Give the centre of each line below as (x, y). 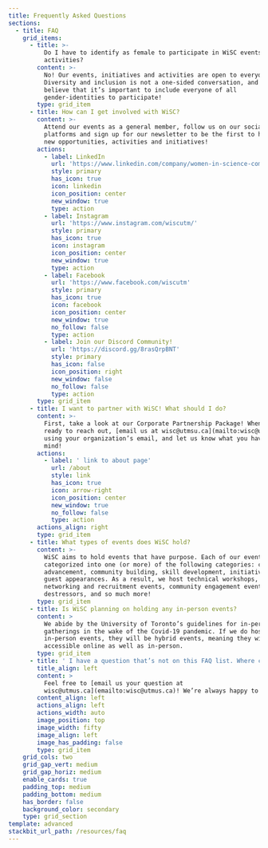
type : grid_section (55, 817)
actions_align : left (71, 706)
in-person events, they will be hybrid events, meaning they (147, 639)
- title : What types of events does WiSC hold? (110, 542)
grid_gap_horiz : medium (62, 772)
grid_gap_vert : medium (60, 765)
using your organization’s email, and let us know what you (146, 438)
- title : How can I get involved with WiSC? (104, 112)
